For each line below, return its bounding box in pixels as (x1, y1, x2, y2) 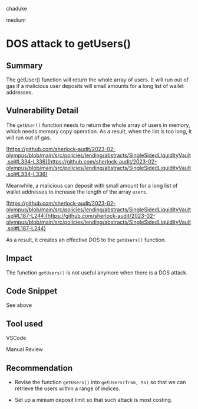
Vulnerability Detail (6, 106, 78, 116)
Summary (6, 60, 43, 70)
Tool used (6, 319, 43, 329)
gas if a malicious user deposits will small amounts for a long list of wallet (6, 83, 184, 89)
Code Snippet (6, 286, 58, 296)
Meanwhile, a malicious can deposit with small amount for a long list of (6, 182, 178, 189)
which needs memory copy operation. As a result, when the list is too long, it (6, 127, 192, 135)
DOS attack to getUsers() (6, 37, 131, 51)
